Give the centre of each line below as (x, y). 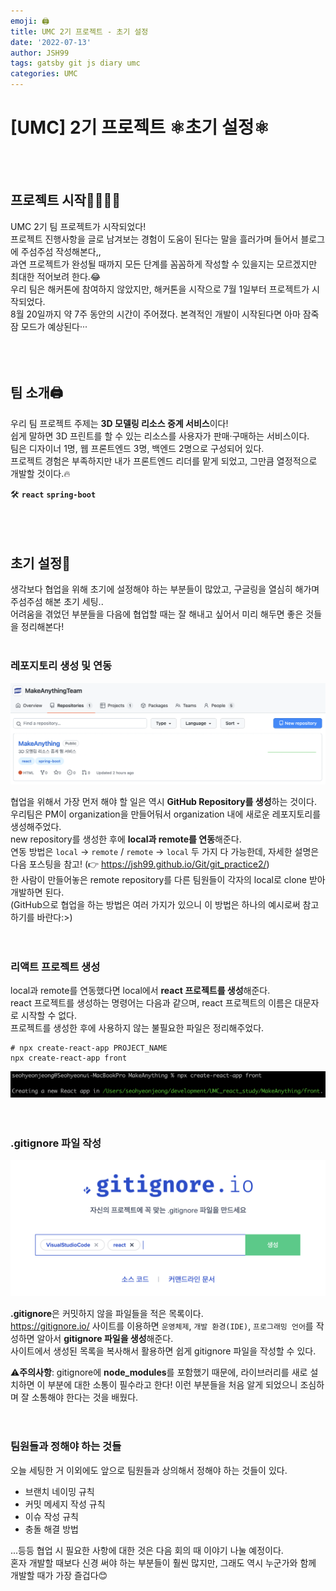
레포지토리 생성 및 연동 (61, 666)
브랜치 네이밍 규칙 (59, 1491)
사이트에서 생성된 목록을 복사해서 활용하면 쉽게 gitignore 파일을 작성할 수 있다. (163, 1351)
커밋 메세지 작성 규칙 (65, 1504)
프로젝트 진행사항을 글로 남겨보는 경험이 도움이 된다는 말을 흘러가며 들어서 (154, 239)
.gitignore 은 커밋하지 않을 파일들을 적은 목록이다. (107, 1313)
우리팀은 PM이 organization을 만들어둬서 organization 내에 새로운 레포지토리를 (166, 814)
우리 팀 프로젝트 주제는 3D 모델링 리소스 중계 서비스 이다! (119, 423)
